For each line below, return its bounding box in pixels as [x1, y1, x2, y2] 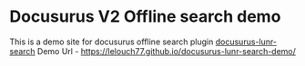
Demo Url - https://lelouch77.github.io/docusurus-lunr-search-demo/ [36, 45, 296, 56]
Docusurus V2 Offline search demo [9, 6, 281, 27]
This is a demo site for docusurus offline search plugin [9, 36, 214, 47]
